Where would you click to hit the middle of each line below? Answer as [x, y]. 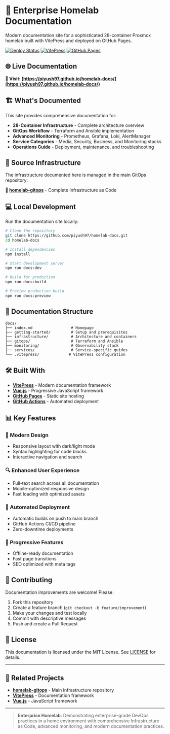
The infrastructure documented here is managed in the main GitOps [76, 175]
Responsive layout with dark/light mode [54, 446]
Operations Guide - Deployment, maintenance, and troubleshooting [83, 147]
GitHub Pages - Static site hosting [48, 396]
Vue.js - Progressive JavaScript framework [58, 391]
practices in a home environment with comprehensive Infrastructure [88, 721]
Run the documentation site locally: [42, 222]
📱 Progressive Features [34, 542]
